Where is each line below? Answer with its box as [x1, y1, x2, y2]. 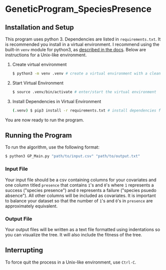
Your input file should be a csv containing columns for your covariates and [5, 177, 157, 183]
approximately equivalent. [5, 203, 58, 209]
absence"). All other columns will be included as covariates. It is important [5, 193, 156, 198]
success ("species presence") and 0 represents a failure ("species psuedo [5, 187, 157, 193]
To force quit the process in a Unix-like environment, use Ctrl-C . [5, 259, 136, 265]
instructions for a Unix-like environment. [5, 52, 87, 58]
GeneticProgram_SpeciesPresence [5, 3, 152, 15]
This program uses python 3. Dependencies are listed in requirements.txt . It [5, 36, 161, 42]
